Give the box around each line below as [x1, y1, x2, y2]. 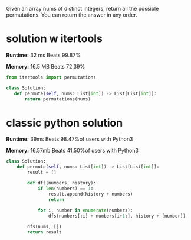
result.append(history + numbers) [48, 191, 133, 197]
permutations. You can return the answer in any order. [6, 11, 137, 18]
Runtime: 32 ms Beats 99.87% [6, 51, 81, 59]
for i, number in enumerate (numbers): [37, 207, 133, 213]
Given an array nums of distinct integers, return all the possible [6, 5, 159, 12]
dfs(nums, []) [27, 224, 62, 230]
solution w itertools [6, 32, 103, 46]
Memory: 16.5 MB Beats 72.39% [6, 63, 85, 70]
